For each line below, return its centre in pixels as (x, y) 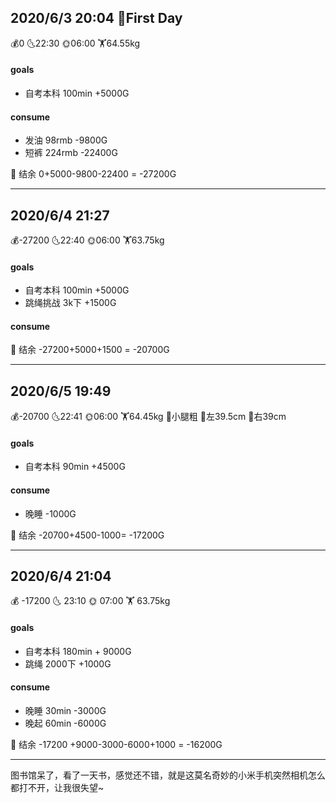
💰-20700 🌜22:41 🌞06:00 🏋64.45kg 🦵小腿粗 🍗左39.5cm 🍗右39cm (148, 417)
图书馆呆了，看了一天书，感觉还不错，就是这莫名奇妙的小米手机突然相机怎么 (168, 775)
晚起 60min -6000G (65, 723)
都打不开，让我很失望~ (57, 787)
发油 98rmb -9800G (66, 140)
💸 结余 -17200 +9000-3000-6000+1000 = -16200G (116, 744)
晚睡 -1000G (50, 513)
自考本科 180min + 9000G (78, 651)
